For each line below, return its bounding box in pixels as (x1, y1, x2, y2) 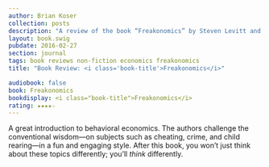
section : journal (8, 49, 67, 57)
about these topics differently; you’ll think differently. (8, 149, 184, 159)
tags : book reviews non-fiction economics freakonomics (8, 57, 200, 65)
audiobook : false (8, 78, 67, 87)
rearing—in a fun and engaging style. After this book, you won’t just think (8, 140, 251, 150)
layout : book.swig (8, 34, 70, 43)
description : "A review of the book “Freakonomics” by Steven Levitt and (8, 27, 262, 35)
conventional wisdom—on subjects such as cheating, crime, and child (8, 132, 240, 142)
